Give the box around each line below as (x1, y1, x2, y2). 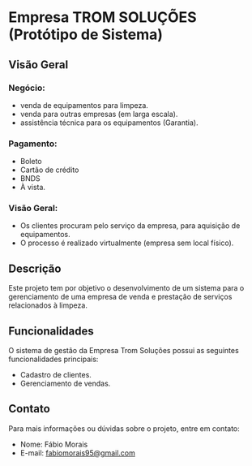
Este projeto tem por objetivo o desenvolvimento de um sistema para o (8, 283, 245, 293)
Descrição (8, 261, 62, 275)
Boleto (19, 157, 42, 166)
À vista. (19, 183, 46, 192)
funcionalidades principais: (8, 354, 99, 365)
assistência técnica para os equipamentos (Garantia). (19, 118, 199, 127)
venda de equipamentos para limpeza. (19, 100, 148, 110)
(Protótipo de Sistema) (8, 25, 164, 44)
